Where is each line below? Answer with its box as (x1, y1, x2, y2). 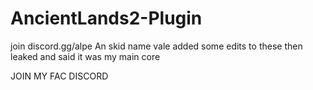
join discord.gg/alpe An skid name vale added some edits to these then (10, 40, 303, 52)
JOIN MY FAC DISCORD (10, 70, 109, 82)
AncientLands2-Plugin (10, 7, 203, 30)
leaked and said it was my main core (10, 50, 161, 62)
